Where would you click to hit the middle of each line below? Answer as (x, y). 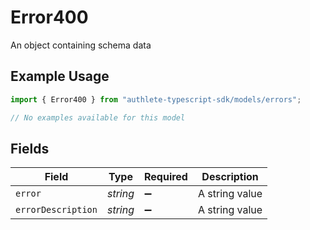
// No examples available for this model (98, 117)
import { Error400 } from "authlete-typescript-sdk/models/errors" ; (156, 99)
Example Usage (60, 76)
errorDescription (56, 210)
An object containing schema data (81, 45)
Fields (30, 148)
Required (165, 177)
